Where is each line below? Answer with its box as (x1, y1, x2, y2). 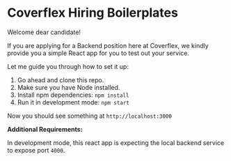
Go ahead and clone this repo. (17, 75, 104, 84)
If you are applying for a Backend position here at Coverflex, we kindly (7, 41, 209, 49)
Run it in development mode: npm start (17, 98, 130, 106)
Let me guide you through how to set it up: (7, 62, 129, 70)
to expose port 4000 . (7, 146, 65, 154)
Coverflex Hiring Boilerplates (7, 5, 179, 21)
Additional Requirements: (7, 125, 83, 133)
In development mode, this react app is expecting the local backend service (7, 138, 225, 147)
